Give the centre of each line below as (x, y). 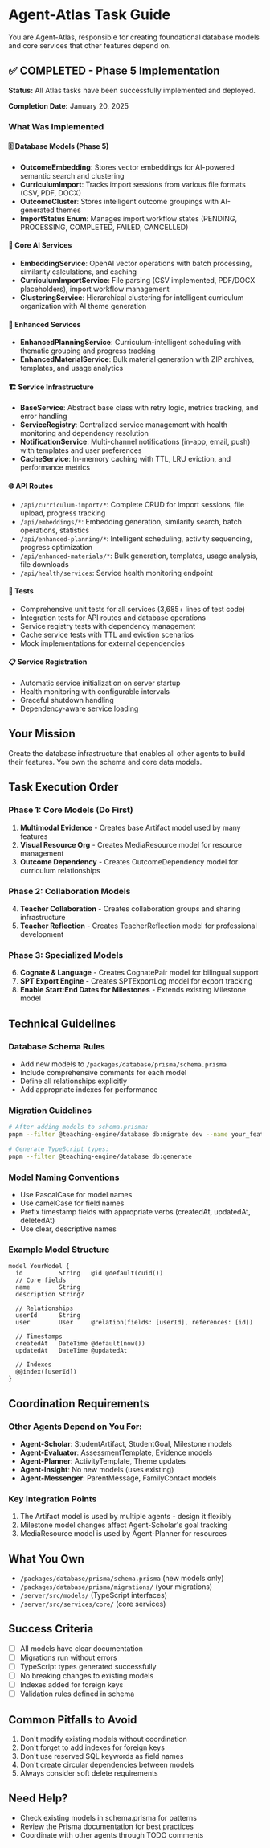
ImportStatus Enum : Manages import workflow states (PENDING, (129, 218)
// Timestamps (39, 1337)
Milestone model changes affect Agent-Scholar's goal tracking (124, 1525)
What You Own (46, 1559)
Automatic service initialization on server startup (100, 683)
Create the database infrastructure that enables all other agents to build (127, 753)
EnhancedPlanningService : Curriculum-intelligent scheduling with (131, 343)
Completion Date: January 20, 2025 (69, 105)
